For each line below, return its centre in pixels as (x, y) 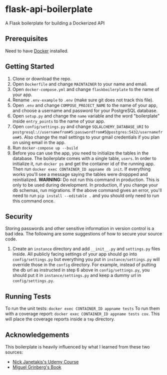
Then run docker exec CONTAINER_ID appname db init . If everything (81, 169)
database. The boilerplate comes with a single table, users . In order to (84, 158)
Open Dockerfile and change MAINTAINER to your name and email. (80, 84)
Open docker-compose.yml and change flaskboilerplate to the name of (86, 89)
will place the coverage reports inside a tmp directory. (60, 319)
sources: (14, 352)
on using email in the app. (39, 142)
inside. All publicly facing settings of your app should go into (75, 254)
